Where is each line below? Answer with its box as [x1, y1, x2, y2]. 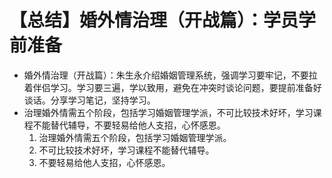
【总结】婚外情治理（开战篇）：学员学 [9, 9, 317, 32]
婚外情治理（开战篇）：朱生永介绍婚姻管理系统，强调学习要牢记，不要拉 [23, 69, 318, 81]
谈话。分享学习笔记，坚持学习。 [23, 94, 156, 106]
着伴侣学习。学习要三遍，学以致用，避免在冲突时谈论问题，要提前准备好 [23, 81, 322, 93]
